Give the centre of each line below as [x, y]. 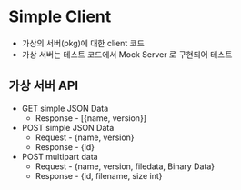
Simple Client [60, 17]
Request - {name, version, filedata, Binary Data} [125, 166]
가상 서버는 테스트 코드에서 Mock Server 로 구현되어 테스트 [127, 54]
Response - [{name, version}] [91, 118]
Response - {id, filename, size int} [99, 175]
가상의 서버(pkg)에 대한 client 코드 [83, 43]
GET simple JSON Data [65, 108]
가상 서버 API [44, 86]
